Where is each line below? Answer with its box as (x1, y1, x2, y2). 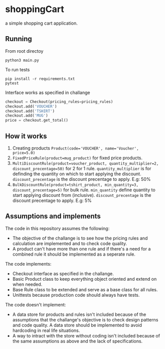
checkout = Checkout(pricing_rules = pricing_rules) (5, 99, 113, 104)
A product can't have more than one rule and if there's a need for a (12, 246, 151, 252)
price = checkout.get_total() (5, 118, 69, 123)
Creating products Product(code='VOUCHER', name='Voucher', (12, 145, 139, 151)
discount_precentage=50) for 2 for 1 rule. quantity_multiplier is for (12, 165, 151, 171)
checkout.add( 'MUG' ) (5, 113, 49, 119)
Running (5, 35, 33, 43)
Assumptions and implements (5, 212, 101, 220)
